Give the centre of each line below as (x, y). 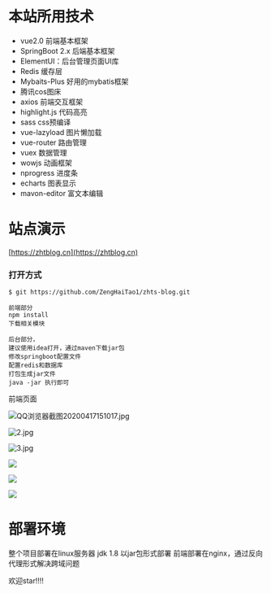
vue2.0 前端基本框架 (54, 41)
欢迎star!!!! (26, 581)
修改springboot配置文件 (45, 357)
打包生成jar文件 (32, 374)
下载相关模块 (27, 324)
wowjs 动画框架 (46, 163)
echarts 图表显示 (48, 183)
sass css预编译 (45, 122)
